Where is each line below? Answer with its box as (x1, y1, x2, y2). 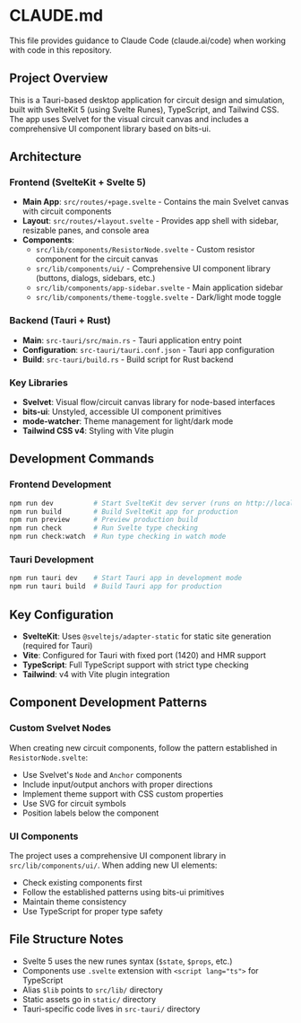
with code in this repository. (9, 44, 112, 55)
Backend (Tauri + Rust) (9, 314, 112, 327)
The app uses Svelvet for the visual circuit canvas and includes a (9, 113, 249, 124)
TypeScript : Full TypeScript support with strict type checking (21, 659, 249, 670)
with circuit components (21, 206, 112, 216)
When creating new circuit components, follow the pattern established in (9, 742, 278, 753)
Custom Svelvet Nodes (9, 722, 112, 735)
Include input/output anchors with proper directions (21, 779, 213, 789)
